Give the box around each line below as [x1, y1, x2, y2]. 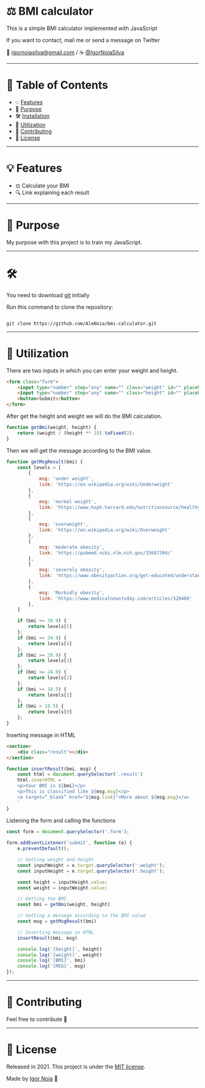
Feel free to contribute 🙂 [6, 1015, 68, 1022]
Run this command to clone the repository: [6, 303, 113, 311]
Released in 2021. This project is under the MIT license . [6, 1063, 146, 1070]
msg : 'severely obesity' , [38, 567, 105, 573]
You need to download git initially [6, 291, 90, 298]
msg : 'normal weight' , [38, 498, 97, 505]
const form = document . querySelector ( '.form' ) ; [6, 828, 130, 834]
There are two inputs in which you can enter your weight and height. [6, 366, 178, 374]
